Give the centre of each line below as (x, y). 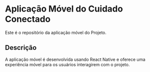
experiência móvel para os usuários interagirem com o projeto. (67, 64)
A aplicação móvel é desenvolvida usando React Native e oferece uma (75, 59)
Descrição (21, 48)
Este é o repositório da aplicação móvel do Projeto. (56, 32)
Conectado (28, 19)
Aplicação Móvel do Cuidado (64, 9)
